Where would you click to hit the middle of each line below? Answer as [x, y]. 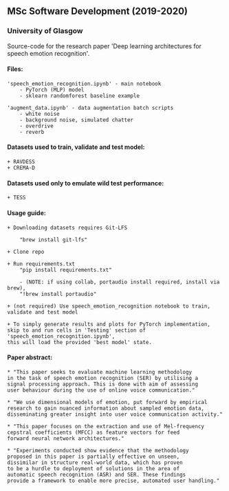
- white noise [40, 114]
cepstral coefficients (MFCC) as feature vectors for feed [94, 432]
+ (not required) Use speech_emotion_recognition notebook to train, [109, 306]
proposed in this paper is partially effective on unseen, [94, 457]
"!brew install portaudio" [58, 294]
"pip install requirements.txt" [66, 270]
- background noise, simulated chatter [77, 120]
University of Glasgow [45, 31]
